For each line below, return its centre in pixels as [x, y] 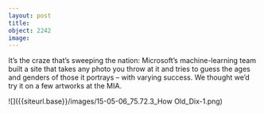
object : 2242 [30, 30]
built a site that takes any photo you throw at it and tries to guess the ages [129, 69]
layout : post [30, 16]
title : [19, 23]
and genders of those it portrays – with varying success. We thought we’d [129, 77]
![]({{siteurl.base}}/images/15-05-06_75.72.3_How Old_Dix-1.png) [115, 101]
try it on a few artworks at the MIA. [65, 86]
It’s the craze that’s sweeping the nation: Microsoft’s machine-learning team [132, 61]
